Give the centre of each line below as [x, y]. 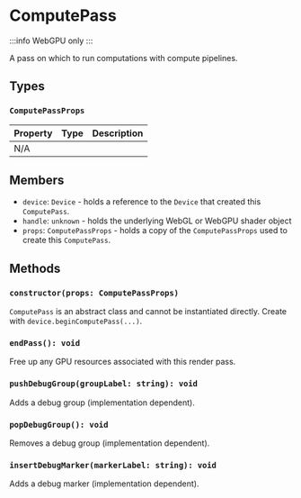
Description [118, 133]
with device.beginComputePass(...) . [76, 321]
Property [33, 133]
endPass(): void [45, 344]
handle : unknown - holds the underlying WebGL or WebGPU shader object [157, 221]
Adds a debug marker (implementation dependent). [104, 484]
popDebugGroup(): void [59, 425]
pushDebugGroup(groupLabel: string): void [103, 384]
